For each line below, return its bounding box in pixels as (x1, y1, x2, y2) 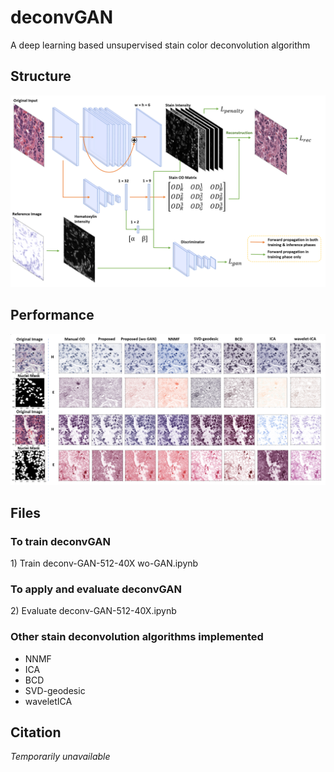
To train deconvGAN (10, 534, 111, 548)
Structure (10, 68, 72, 85)
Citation (10, 724, 62, 741)
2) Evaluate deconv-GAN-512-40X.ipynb (10, 605, 177, 617)
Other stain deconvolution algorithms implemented (10, 630, 264, 644)
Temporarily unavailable (10, 751, 111, 763)
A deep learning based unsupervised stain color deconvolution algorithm (10, 39, 311, 51)
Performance (10, 307, 95, 324)
